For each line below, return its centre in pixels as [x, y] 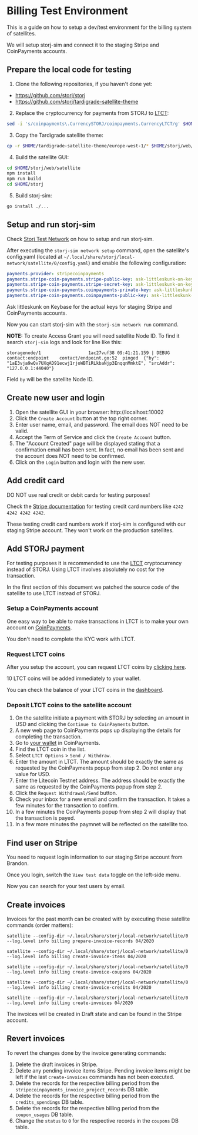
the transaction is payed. [45, 818]
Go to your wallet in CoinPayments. [58, 743]
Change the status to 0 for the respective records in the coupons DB [97, 1120]
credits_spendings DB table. [49, 1102]
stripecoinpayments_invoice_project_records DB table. [82, 1089]
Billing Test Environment [67, 11]
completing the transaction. [48, 737]
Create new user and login [56, 398]
